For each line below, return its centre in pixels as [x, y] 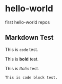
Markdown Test [29, 38]
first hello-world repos [28, 22]
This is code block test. [31, 77]
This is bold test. [22, 59]
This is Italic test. [22, 68]
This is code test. [21, 49]
